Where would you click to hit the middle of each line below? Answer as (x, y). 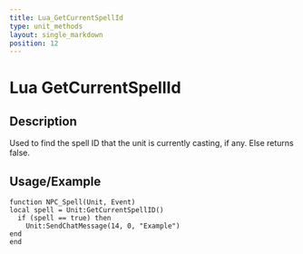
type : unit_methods (46, 26)
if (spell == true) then (64, 219)
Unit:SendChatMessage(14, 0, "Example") (103, 226)
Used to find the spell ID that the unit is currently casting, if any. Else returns (152, 143)
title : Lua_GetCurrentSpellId (67, 18)
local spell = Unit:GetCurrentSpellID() (87, 210)
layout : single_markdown (56, 34)
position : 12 (34, 43)
